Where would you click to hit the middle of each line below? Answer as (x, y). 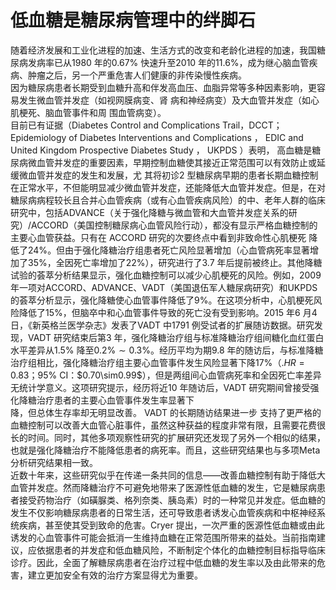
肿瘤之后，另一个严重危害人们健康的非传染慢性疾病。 (137, 75)
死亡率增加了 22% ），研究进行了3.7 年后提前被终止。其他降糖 (198, 262)
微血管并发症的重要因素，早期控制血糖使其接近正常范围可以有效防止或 (172, 162)
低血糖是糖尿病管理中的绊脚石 (133, 20)
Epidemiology (38, 137)
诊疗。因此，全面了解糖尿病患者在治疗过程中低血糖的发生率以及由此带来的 (163, 562)
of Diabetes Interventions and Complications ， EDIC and (186, 137)
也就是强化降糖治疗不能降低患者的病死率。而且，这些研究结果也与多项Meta (165, 450)
